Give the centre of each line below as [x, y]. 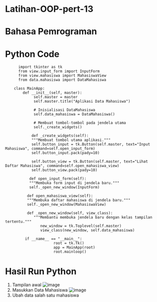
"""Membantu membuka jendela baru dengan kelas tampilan [93, 218]
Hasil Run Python [41, 271]
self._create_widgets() [58, 127]
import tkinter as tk [40, 67]
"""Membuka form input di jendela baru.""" [74, 183]
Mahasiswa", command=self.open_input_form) [50, 149]
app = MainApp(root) [74, 247]
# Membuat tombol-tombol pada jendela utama [80, 123]
